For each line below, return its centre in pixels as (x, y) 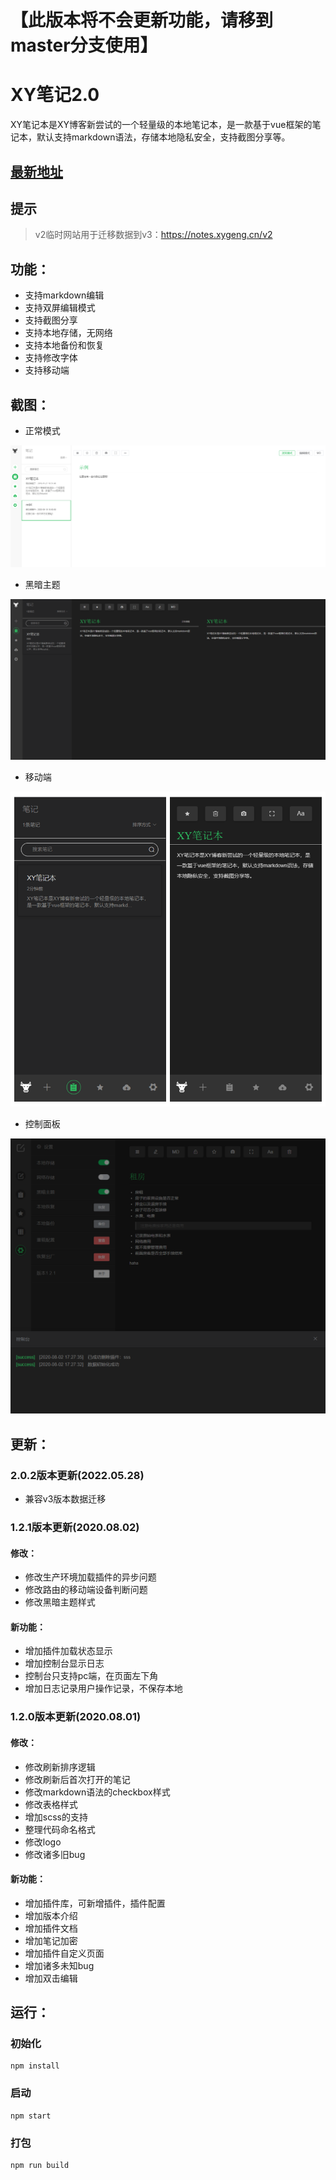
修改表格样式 (51, 1804)
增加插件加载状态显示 (68, 1651)
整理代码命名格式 (60, 1829)
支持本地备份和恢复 (64, 345)
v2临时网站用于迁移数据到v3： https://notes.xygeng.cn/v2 (153, 235)
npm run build (40, 2166)
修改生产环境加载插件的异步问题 (90, 1577)
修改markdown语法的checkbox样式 (97, 1792)
